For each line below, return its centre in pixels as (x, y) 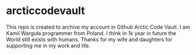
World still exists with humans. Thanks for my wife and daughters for (89, 39)
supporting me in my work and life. (48, 46)
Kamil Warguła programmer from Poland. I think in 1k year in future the (91, 33)
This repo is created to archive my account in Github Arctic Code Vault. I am (98, 27)
